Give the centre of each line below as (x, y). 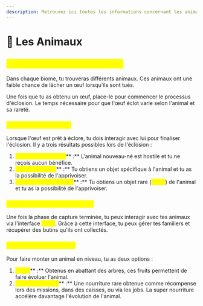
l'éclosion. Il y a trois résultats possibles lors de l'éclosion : (79, 144)
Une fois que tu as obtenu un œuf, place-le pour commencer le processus (98, 97)
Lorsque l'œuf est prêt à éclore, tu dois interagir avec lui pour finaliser (93, 138)
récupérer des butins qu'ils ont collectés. (57, 230)
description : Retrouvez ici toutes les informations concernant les (94, 12)
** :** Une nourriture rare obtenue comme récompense (127, 283)
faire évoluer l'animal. (42, 277)
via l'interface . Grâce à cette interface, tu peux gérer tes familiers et (98, 223)
